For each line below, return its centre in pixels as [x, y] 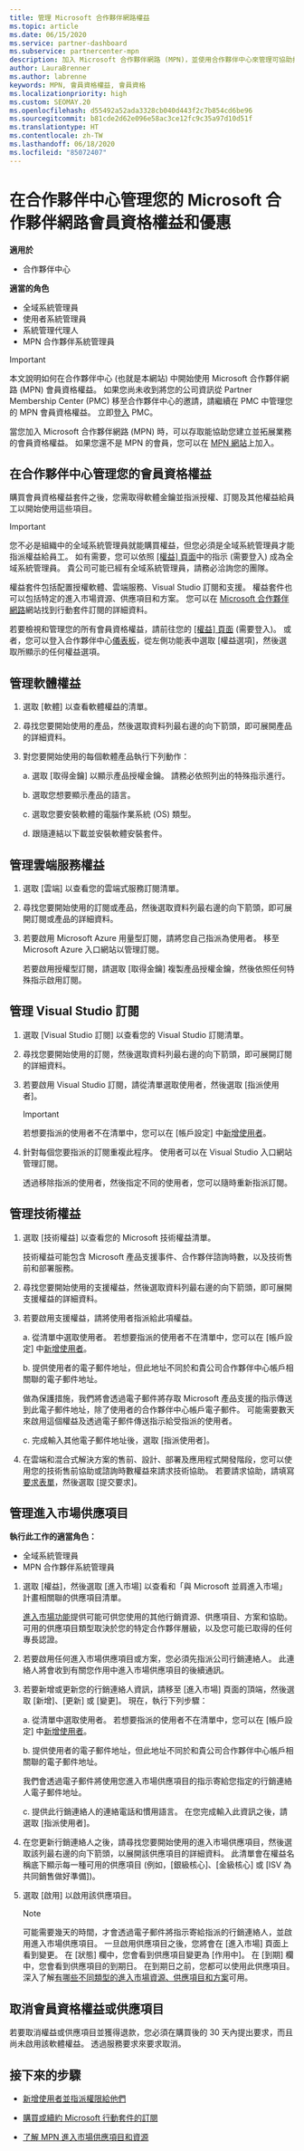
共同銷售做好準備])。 [62, 1877]
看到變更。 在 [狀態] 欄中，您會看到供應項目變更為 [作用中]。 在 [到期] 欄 [158, 1955]
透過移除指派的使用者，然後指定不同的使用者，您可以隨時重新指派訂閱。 [157, 1182]
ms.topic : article [44, 26]
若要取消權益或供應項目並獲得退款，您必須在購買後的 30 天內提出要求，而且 [152, 2032]
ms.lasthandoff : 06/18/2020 [62, 144]
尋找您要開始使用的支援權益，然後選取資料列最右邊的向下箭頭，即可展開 [157, 1287]
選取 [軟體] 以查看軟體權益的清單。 [87, 706]
